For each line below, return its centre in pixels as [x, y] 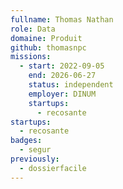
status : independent [71, 85]
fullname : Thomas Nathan [62, 19]
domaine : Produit [46, 38]
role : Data [33, 29]
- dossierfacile [53, 168]
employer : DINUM [62, 94]
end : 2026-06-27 [62, 76]
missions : [31, 57]
